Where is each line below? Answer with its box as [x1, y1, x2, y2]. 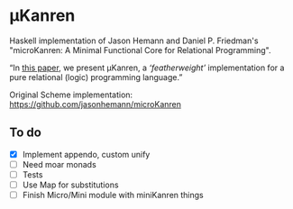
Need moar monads [22, 159, 96, 169]
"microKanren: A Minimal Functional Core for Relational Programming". [9, 44, 271, 55]
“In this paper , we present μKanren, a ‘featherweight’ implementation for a [9, 62, 285, 73]
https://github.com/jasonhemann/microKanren [9, 98, 182, 109]
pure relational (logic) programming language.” [9, 71, 183, 82]
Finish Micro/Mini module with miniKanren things [22, 190, 205, 200]
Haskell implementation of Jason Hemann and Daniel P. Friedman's [9, 35, 259, 46]
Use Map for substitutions [22, 179, 119, 190]
